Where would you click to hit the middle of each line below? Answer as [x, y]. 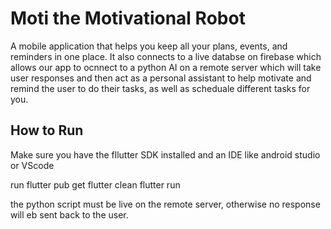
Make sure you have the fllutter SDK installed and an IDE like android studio [165, 154]
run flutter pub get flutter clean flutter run [95, 184]
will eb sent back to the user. [69, 214]
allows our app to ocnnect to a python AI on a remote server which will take [166, 67]
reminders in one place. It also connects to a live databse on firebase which [166, 56]
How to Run [47, 130]
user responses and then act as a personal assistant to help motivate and [161, 78]
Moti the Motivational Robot [128, 18]
